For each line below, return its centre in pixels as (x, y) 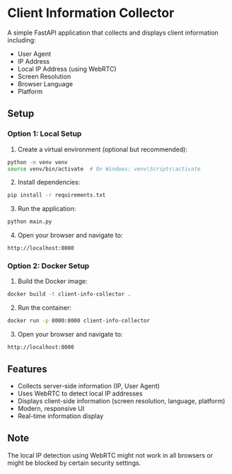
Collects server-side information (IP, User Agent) (89, 386)
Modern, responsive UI (51, 408)
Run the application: (47, 209)
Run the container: (45, 308)
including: (22, 40)
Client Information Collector (91, 13)
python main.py (30, 222)
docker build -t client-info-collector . (69, 294)
